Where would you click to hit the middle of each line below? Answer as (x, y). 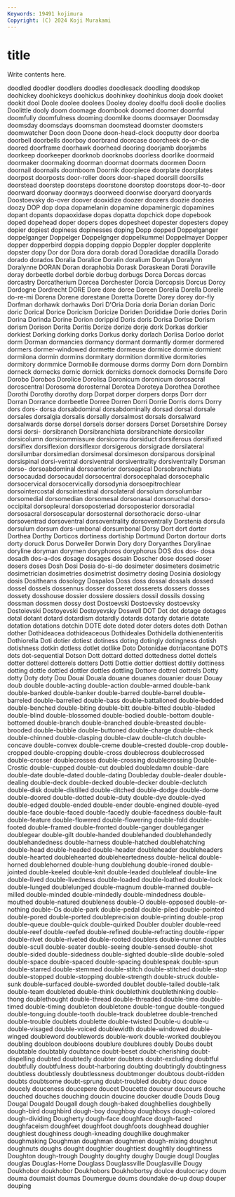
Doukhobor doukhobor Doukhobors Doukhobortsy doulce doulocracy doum (117, 1171)
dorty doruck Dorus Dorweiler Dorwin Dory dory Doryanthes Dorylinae (109, 544)
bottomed (21, 723)
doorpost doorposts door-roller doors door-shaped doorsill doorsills (106, 178)
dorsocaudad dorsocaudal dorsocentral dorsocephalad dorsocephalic (109, 477)
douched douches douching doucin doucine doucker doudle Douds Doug (114, 1096)
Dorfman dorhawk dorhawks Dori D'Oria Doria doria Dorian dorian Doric (112, 305)
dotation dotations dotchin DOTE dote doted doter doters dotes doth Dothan (117, 626)
